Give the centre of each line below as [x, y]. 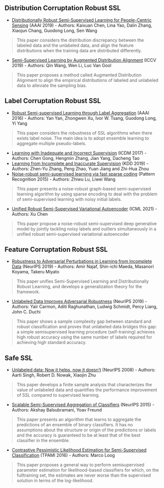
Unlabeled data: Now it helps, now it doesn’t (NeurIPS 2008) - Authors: [83, 370]
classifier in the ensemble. [43, 441]
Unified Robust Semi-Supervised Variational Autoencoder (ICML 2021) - [84, 209]
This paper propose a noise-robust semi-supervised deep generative [87, 224]
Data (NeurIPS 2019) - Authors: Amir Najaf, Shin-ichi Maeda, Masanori [83, 266]
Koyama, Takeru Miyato [35, 272]
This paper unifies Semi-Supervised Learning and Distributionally [83, 281]
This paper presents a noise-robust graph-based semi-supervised [84, 188]
